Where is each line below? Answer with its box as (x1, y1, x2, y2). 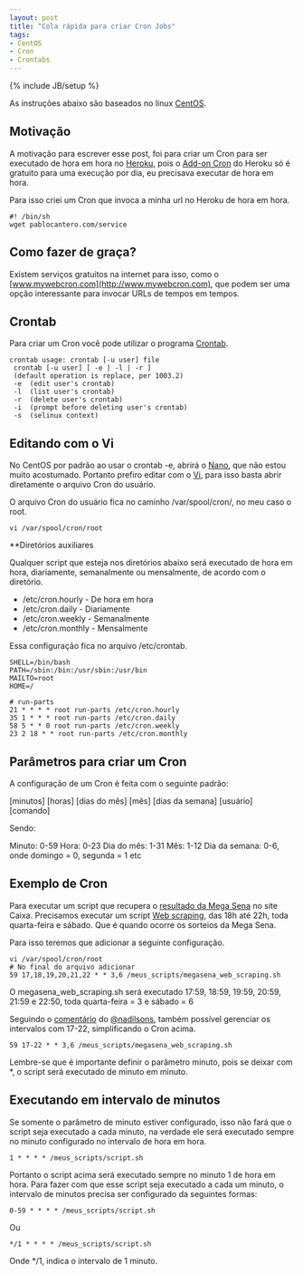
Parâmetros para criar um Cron (9, 754, 187, 769)
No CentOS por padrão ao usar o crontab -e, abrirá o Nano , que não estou (9, 459, 287, 471)
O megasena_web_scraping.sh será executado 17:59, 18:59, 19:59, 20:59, (9, 986, 282, 997)
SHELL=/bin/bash (9, 658, 71, 667)
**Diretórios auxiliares (9, 540, 94, 551)
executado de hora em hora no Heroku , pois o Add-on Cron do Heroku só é (9, 158, 291, 169)
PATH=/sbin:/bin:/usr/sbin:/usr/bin (9, 666, 147, 675)
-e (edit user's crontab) (13, 380, 116, 389)
